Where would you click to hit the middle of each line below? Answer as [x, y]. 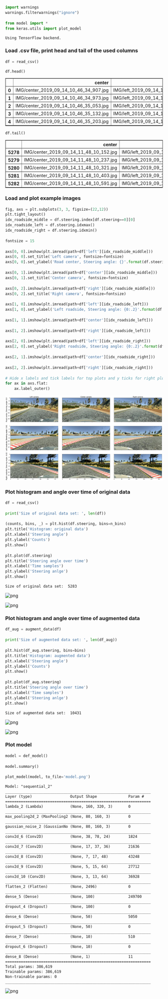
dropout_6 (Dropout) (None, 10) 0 [68, 947]
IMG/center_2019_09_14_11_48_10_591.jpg [71, 183]
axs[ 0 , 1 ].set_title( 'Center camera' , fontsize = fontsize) [67, 278]
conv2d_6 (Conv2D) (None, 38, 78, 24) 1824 [71, 837]
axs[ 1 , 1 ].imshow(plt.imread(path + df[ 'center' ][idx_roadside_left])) [79, 320]
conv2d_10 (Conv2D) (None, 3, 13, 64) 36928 [72, 877]
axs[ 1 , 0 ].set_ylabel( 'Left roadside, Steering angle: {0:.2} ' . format [80, 310]
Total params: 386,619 [29, 967]
